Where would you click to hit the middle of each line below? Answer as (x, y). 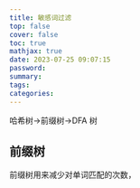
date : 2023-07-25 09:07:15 (60, 60)
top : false (30, 26)
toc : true (28, 43)
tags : (19, 85)
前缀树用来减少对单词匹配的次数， (73, 175)
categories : (32, 93)
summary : (26, 77)
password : (28, 69)
